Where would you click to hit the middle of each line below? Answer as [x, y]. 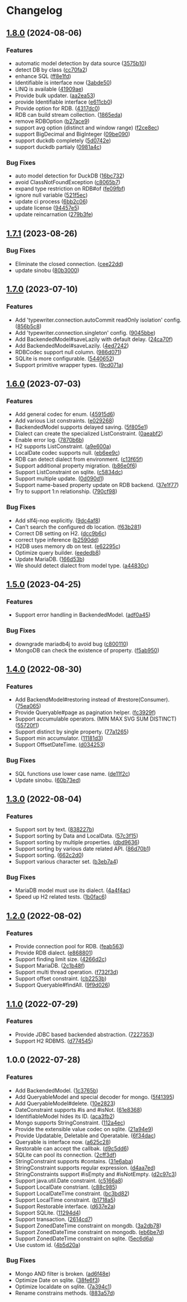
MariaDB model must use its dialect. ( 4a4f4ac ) [73, 890]
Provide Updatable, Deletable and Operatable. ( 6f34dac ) [85, 1135]
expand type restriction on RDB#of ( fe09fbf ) [70, 189]
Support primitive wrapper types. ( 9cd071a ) [69, 365]
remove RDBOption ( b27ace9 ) [52, 121]
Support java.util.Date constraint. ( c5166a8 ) [69, 1180]
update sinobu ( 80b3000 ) [47, 270]
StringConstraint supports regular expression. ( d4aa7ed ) [85, 1168]
